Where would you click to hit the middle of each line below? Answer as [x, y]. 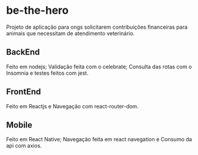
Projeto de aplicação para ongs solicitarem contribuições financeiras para [97, 27]
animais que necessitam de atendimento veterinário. [71, 33]
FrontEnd [24, 92]
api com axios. [24, 146]
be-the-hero [37, 10]
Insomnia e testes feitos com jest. [47, 73]
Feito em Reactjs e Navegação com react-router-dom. [72, 106]
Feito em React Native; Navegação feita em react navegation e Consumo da [99, 139]
